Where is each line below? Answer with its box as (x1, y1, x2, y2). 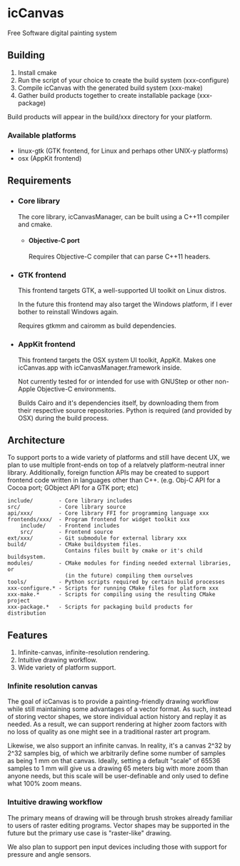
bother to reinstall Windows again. (17, 308, 119, 316)
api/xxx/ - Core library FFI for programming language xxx (7, 510, 209, 517)
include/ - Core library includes (7, 498, 133, 505)
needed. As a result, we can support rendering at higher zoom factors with (7, 720, 227, 729)
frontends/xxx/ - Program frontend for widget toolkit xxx (7, 516, 191, 523)
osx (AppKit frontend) (17, 154, 82, 163)
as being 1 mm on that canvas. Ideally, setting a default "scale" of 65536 (7, 757, 221, 765)
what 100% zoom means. (7, 780, 82, 788)
